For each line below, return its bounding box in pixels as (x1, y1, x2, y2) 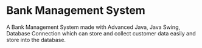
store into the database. (6, 36, 66, 43)
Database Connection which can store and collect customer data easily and (6, 29, 196, 37)
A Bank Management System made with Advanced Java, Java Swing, (6, 23, 181, 31)
